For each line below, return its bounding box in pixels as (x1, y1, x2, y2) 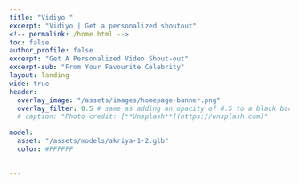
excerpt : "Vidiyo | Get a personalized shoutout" (9, 21, 198, 30)
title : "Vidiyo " (9, 12, 74, 22)
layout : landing (9, 71, 69, 80)
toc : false (9, 37, 50, 47)
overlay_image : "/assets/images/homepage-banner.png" (17, 95, 221, 105)
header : (9, 87, 38, 96)
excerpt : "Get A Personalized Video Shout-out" (9, 54, 190, 63)
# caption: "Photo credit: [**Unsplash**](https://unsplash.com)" (17, 112, 269, 121)
